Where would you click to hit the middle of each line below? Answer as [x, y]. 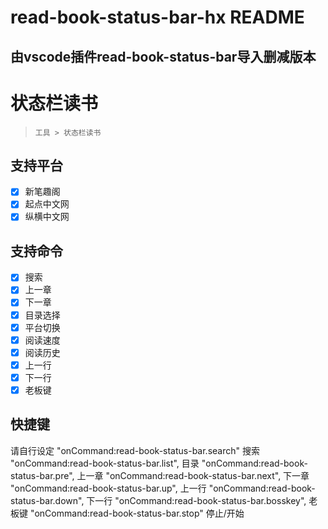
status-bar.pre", [42, 475]
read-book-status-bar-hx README [157, 17]
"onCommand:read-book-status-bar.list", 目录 [105, 463]
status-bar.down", [47, 500]
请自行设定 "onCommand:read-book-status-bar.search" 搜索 [135, 450]
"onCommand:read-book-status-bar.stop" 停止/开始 [137, 513]
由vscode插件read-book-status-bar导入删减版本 [163, 56]
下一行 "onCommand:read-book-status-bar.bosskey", [196, 500]
